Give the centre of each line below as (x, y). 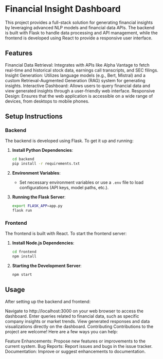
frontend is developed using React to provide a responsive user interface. (79, 38)
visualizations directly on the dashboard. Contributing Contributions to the (79, 326)
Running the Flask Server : (39, 197)
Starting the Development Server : (47, 266)
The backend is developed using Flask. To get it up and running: (69, 141)
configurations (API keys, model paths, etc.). (64, 188)
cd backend (23, 159)
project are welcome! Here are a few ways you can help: (62, 331)
